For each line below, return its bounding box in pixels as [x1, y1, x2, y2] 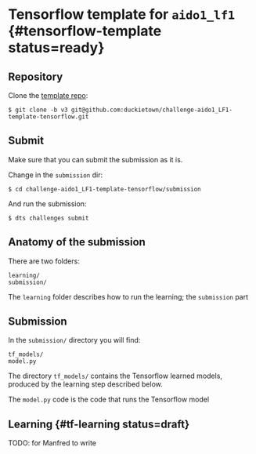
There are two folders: [8, 256, 80, 266]
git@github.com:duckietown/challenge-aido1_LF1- [70, 106, 233, 114]
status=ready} [8, 39, 105, 56]
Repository [8, 70, 63, 83]
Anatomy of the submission [8, 235, 146, 249]
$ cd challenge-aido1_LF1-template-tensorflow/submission [8, 185, 201, 193]
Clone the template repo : [8, 91, 88, 100]
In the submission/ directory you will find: [8, 336, 141, 345]
